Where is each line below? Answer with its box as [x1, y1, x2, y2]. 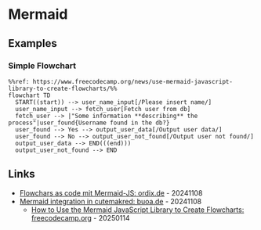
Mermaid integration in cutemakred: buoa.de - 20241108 [19, 196, 202, 206]
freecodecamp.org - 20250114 [31, 213, 130, 222]
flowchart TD [8, 92, 51, 99]
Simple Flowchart [8, 60, 77, 71]
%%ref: [8, 77, 30, 85]
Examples [8, 37, 57, 50]
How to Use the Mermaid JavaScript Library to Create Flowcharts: [31, 205, 245, 214]
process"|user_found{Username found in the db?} [8, 119, 170, 127]
